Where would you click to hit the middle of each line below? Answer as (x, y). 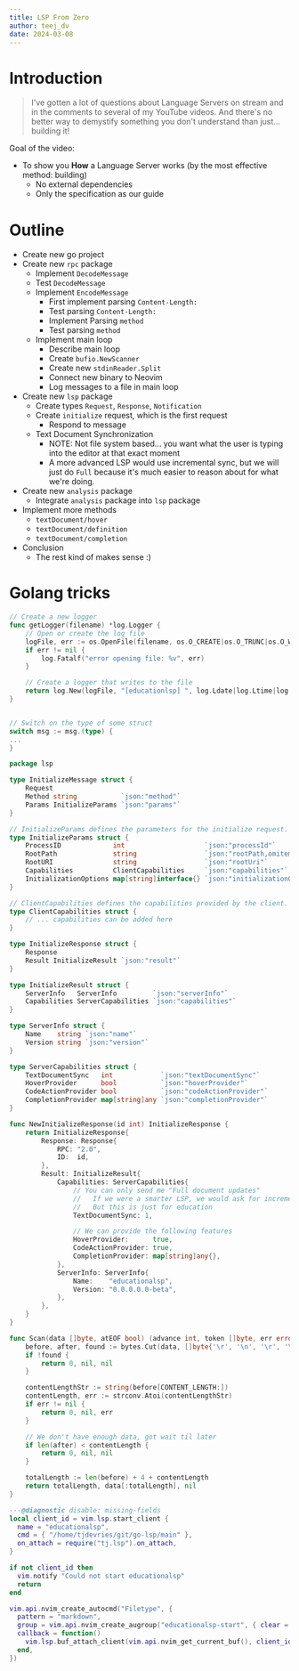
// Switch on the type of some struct (81, 723)
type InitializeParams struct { (69, 838)
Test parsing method (85, 330)
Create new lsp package (67, 396)
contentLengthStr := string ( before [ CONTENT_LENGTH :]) (127, 1388)
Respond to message (88, 425)
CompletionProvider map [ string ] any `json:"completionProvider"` (147, 1100)
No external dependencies (84, 184)
